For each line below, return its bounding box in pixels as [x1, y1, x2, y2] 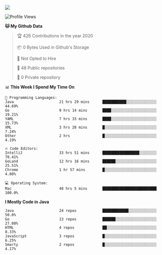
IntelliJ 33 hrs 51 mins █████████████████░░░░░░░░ [5, 150, 157, 155]
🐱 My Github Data [5, 23, 43, 29]
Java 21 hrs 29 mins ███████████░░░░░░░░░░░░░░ [5, 99, 157, 104]
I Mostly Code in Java [5, 199, 49, 205]
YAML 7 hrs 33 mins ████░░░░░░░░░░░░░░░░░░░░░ [5, 116, 157, 121]
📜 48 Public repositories [16, 65, 65, 71]
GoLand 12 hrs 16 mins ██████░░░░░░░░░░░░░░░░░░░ [5, 159, 157, 164]
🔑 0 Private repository [16, 75, 60, 80]
